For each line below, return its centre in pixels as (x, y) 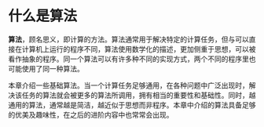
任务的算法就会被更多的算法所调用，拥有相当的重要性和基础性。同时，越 (139, 95)
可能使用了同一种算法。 (46, 68)
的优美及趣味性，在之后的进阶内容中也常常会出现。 (91, 114)
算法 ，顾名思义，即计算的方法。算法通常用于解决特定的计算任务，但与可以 (128, 39)
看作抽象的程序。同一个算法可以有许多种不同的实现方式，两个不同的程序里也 (132, 59)
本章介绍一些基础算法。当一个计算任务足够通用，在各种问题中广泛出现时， (128, 85)
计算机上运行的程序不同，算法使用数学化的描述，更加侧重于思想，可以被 (139, 49)
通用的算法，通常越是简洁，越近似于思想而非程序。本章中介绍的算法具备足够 (132, 105)
